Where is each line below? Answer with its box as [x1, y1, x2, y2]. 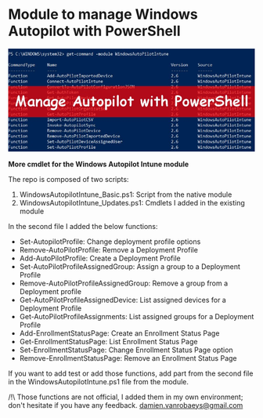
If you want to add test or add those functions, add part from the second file [8, 369, 254, 378]
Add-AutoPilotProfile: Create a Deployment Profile [19, 253, 182, 263]
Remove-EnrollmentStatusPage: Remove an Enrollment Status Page [19, 353, 237, 362]
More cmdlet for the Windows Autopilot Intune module [8, 159, 189, 169]
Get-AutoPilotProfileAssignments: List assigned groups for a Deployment [19, 311, 254, 321]
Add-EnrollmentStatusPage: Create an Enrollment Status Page [19, 328, 220, 338]
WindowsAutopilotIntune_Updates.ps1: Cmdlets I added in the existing [19, 198, 245, 207]
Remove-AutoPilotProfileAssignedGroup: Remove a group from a [19, 278, 229, 288]
